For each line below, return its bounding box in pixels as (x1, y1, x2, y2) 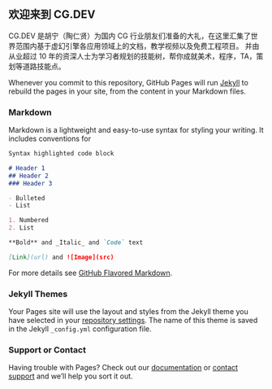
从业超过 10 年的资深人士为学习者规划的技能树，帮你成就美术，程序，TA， (8, 51, 257, 61)
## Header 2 (8, 172, 49, 180)
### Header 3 (8, 179, 53, 187)
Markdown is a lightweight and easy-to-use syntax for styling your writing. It (8, 125, 264, 135)
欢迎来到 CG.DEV (8, 7, 96, 22)
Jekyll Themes (8, 288, 68, 299)
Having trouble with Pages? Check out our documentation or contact (8, 363, 238, 373)
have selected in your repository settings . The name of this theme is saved (8, 316, 258, 326)
